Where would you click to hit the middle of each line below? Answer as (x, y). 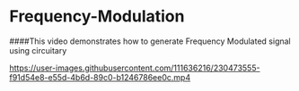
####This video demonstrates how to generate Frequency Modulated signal (150, 41)
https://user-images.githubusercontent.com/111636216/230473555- (135, 68)
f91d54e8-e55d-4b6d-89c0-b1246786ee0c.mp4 (100, 77)
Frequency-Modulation (97, 17)
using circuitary (38, 50)
